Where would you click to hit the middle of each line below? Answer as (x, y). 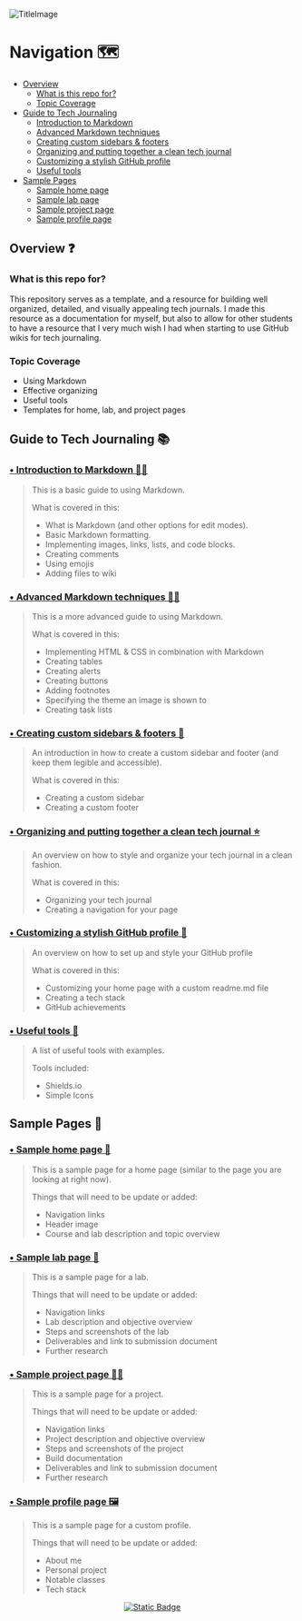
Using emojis (69, 563)
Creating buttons (77, 681)
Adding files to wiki (81, 573)
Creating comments (82, 553)
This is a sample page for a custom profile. (112, 1525)
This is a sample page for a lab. (90, 1278)
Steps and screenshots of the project (114, 1448)
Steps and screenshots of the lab (107, 1332)
